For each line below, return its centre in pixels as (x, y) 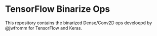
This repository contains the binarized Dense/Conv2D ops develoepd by (78, 23)
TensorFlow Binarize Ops (58, 9)
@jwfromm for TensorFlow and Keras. (44, 28)
